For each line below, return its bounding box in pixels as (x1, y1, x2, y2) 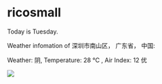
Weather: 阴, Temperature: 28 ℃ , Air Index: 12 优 (7, 56, 148, 64)
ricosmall (7, 5, 62, 20)
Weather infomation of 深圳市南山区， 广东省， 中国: (7, 41, 156, 49)
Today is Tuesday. (7, 27, 58, 36)
